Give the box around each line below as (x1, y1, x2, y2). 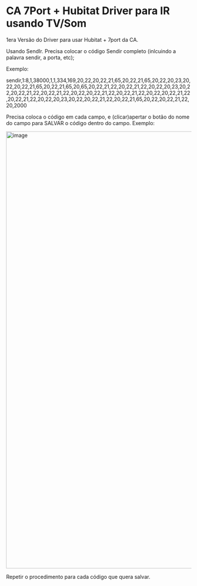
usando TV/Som (6, 17, 87, 30)
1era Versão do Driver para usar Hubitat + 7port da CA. (6, 36, 139, 43)
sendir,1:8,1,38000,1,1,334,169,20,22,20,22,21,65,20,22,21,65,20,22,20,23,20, (6, 77, 191, 84)
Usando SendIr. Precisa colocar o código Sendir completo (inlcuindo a (6, 47, 176, 54)
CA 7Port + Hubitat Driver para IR (6, 4, 171, 18)
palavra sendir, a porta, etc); (6, 54, 75, 61)
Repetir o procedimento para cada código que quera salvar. (6, 573, 151, 580)
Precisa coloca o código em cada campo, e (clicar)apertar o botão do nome (6, 113, 190, 120)
